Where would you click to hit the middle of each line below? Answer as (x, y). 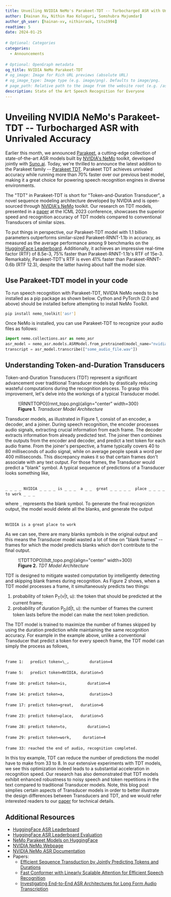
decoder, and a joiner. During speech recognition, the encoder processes (82, 424)
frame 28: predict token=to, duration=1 (58, 727)
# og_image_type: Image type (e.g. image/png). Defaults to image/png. (83, 81)
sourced (14, 206)
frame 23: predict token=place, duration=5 (54, 716)
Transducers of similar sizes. (35, 222)
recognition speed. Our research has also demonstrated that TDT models (82, 774)
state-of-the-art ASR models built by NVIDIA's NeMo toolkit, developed (80, 158)
